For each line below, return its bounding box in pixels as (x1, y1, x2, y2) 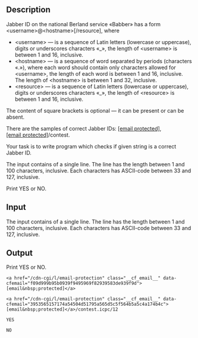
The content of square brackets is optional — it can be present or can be (6, 107, 184, 114)
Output (6, 248, 33, 258)
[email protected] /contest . (6, 131, 70, 138)
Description (6, 5, 51, 15)
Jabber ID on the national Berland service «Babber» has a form (6, 20, 161, 27)
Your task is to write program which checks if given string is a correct (6, 142, 177, 150)
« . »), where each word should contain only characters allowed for (14, 64, 177, 71)
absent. (6, 113, 25, 120)
